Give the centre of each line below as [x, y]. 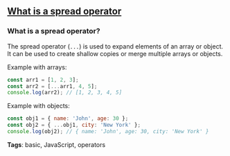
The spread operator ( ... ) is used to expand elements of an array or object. [115, 46]
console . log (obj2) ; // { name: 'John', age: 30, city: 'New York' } [108, 132]
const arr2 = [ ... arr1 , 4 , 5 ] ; [52, 86]
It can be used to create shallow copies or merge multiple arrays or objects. [115, 53]
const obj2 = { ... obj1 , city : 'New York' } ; [74, 125]
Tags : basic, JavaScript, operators [56, 144]
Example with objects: [39, 106]
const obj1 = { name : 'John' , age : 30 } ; [68, 119]
